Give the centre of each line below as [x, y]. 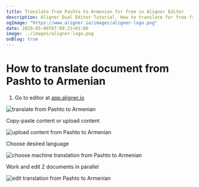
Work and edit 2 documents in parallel [52, 166]
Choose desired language [38, 144]
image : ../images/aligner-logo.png [50, 34]
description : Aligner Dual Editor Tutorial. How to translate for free [96, 17]
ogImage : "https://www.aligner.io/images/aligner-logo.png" [82, 23]
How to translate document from [88, 69]
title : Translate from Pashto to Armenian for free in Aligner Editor [95, 12]
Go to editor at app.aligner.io [49, 97]
